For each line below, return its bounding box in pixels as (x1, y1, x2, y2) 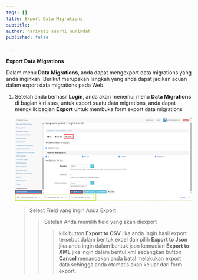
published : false (6, 34, 49, 41)
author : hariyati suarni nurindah (6, 28, 91, 34)
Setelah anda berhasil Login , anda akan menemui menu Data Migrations (14, 93, 192, 100)
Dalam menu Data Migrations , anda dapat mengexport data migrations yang (6, 69, 192, 76)
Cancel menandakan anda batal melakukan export (58, 255, 181, 262)
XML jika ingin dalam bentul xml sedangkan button (58, 249, 181, 256)
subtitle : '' (6, 22, 38, 28)
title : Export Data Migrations (6, 15, 83, 22)
